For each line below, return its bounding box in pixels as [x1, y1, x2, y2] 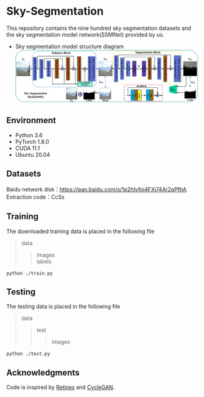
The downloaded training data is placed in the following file [6, 227, 155, 235]
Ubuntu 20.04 [15, 151, 51, 158]
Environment [6, 115, 57, 126]
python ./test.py [6, 351, 51, 357]
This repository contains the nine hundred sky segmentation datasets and [6, 24, 192, 32]
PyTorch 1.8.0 [15, 138, 49, 145]
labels [36, 257, 52, 265]
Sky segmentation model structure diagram [15, 43, 124, 50]
